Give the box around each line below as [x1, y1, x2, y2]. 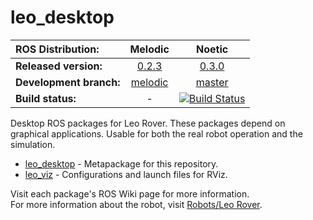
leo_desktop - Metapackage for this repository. [24, 157, 219, 170]
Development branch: [15, 75, 121, 89]
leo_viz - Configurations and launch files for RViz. [24, 168, 228, 180]
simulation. [10, 138, 56, 150]
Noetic [196, 42, 229, 56]
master [195, 75, 229, 89]
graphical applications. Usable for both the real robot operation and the [10, 127, 303, 140]
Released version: [15, 59, 103, 73]
